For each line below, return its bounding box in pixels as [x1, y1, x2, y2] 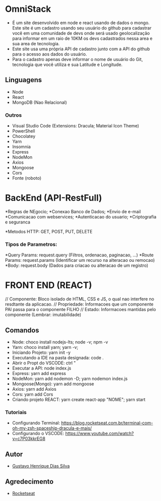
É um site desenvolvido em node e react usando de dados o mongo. [12, 20, 150, 26]
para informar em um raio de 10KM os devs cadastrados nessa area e [12, 35, 153, 41]
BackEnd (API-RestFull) [5, 192, 102, 204]
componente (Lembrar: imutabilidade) [5, 312, 82, 318]
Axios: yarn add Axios [12, 386, 57, 392]
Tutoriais [5, 408, 27, 415]
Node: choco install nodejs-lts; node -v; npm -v [12, 339, 109, 345]
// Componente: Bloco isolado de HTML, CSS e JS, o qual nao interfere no [5, 296, 154, 302]
